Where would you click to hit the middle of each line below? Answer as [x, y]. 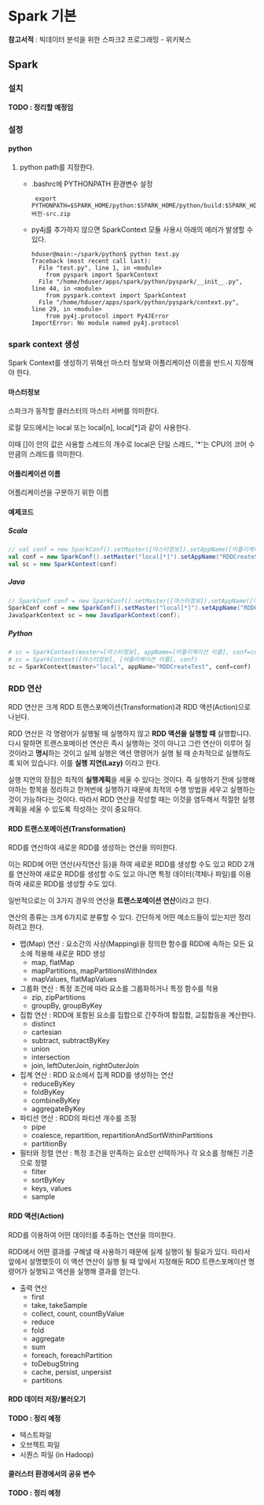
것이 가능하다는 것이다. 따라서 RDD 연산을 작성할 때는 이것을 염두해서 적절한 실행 [132, 799]
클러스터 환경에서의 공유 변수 [52, 1474]
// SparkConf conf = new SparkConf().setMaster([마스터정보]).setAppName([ [131, 601]
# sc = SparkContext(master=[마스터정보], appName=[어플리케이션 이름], [119, 652]
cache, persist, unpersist [71, 1371]
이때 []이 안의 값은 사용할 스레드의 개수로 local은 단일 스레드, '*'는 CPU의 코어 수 [132, 444]
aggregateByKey [58, 1109]
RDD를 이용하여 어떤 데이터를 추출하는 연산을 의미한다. [92, 1235]
